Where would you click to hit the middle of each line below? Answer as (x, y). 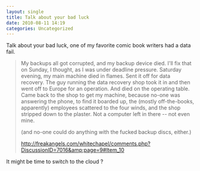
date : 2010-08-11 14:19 (36, 23)
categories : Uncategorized (40, 28)
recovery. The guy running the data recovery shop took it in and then (106, 83)
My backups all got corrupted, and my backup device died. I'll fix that (106, 63)
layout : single (25, 12)
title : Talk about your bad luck (48, 17)
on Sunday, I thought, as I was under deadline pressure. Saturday (101, 70)
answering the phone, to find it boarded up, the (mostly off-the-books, (107, 102)
